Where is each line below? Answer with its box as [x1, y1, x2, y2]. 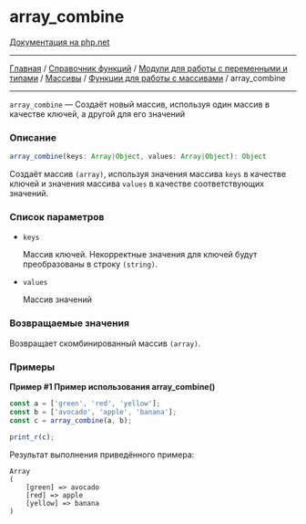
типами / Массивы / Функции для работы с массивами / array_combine [9, 72, 286, 83]
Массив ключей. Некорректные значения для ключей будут [22, 249, 258, 260]
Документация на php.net [9, 37, 110, 47]
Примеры [9, 361, 56, 373]
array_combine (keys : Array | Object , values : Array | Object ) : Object [9, 152, 267, 162]
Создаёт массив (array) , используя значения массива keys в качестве [9, 169, 287, 180]
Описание [9, 131, 57, 143]
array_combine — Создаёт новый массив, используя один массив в [9, 99, 270, 110]
